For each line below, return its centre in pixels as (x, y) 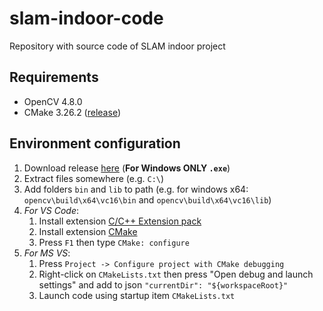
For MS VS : (47, 253)
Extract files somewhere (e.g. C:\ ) (94, 178)
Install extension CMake (88, 231)
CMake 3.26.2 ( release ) (72, 112)
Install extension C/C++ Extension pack (120, 221)
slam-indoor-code (86, 18)
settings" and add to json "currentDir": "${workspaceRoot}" (163, 284)
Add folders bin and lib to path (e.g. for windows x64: (136, 189)
